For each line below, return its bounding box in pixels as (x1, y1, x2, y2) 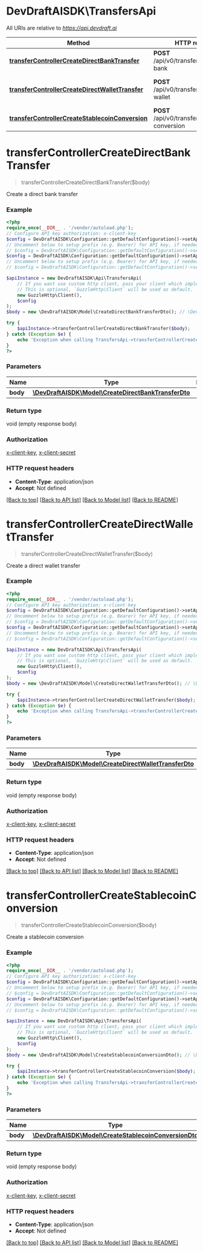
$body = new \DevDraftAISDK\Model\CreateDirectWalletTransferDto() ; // (6, 680, 190, 687)
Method (66, 38, 90, 47)
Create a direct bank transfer (6, 190, 79, 197)
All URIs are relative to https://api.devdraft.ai (6, 24, 117, 31)
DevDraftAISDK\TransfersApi (6, 4, 156, 18)
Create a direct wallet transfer (6, 562, 80, 569)
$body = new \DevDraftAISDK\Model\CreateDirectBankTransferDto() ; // (6, 309, 185, 315)
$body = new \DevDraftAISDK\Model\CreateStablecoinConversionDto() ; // (6, 1052, 190, 1058)
